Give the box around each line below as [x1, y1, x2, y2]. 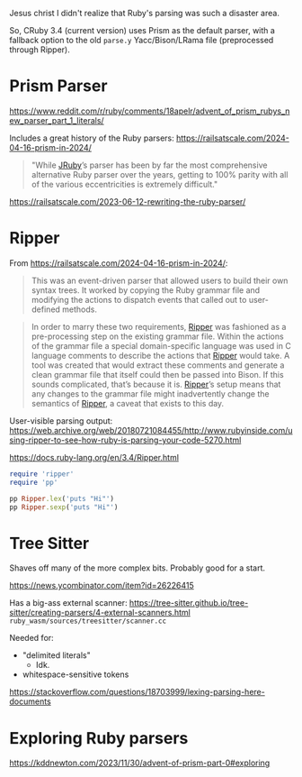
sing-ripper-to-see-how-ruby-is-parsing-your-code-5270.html [9, 434, 242, 445]
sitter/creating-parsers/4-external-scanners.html [9, 608, 191, 618]
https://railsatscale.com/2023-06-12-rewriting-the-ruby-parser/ [9, 196, 246, 206]
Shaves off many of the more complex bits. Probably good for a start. [9, 562, 266, 573]
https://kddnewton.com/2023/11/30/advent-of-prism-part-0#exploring [9, 757, 271, 769]
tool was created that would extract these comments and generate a [31, 360, 285, 370]
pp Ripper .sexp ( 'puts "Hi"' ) [9, 502, 119, 512]
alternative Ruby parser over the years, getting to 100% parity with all [31, 169, 289, 179]
